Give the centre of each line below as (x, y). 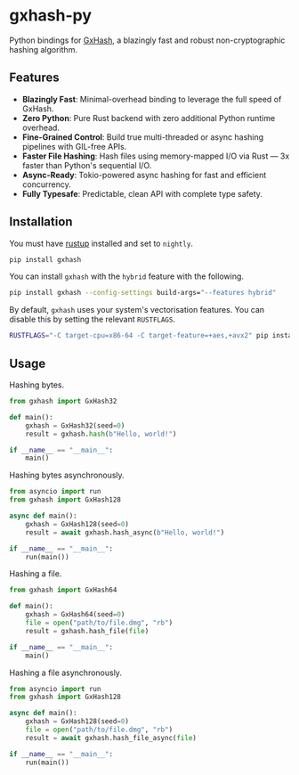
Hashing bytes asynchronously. (67, 475)
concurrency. (46, 184)
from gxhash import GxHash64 (63, 590)
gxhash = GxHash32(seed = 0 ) (75, 425)
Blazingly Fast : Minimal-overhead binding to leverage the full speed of (152, 99)
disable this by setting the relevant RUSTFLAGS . (93, 319)
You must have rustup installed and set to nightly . (101, 243)
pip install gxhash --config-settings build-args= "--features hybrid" (143, 293)
